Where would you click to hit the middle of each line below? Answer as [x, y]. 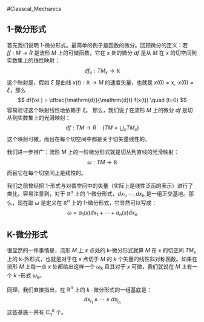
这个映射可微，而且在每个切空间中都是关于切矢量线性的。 [78, 139]
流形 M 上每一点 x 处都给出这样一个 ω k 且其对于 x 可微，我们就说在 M [94, 267]
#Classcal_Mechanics [34, 9]
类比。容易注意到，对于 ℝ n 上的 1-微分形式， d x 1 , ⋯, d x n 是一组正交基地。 [98, 194]
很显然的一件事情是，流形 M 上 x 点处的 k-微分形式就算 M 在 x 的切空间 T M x [101, 251]
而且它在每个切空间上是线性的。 [47, 173]
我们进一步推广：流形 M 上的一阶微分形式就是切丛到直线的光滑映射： [93, 152]
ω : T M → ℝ [102, 162]
